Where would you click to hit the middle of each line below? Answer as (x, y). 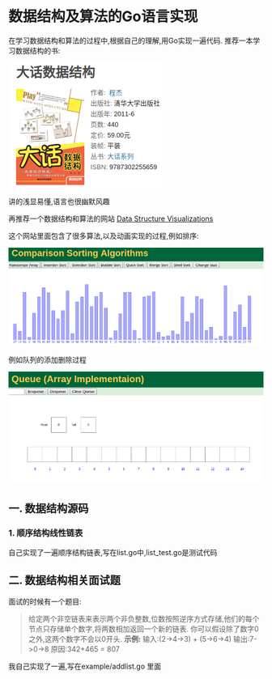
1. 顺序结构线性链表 (46, 533)
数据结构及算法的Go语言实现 (103, 17)
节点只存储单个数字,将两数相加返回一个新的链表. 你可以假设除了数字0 (143, 629)
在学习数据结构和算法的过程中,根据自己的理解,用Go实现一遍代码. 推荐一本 (131, 40)
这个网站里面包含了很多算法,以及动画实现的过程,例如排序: (104, 236)
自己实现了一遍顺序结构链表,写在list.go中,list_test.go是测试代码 (113, 552)
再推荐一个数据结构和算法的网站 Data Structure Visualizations (111, 219)
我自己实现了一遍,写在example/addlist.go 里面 (85, 666)
